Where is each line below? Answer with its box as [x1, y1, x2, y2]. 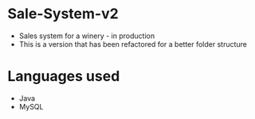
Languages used [7, 67, 120, 86]
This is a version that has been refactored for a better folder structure [18, 39, 248, 48]
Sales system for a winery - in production [18, 31, 155, 40]
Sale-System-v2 [7, 5, 119, 23]
